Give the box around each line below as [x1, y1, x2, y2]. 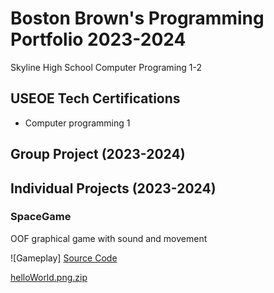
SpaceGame [10, 210, 72, 224]
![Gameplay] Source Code [10, 252, 118, 264]
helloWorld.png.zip [10, 271, 88, 283]
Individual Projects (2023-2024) [10, 180, 217, 197]
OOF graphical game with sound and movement [10, 232, 208, 244]
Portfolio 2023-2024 [10, 28, 187, 51]
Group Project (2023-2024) [10, 146, 186, 163]
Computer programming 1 [24, 117, 131, 129]
